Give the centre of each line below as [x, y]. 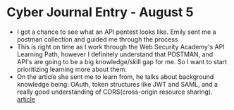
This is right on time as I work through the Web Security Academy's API [121, 47]
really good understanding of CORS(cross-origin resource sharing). [115, 92]
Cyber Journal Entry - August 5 [100, 12]
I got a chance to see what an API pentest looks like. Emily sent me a [116, 32]
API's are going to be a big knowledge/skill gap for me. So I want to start [122, 61]
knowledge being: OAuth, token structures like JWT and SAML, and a [117, 84]
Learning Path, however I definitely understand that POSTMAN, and [115, 54]
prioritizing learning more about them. [72, 69]
